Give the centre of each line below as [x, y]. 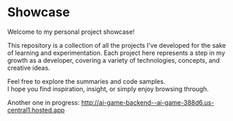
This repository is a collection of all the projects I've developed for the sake [116, 45]
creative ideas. [29, 68]
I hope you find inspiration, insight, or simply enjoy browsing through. [108, 89]
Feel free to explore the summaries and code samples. [86, 81]
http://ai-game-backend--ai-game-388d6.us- [148, 102]
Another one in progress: [43, 102]
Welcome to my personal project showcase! [71, 32]
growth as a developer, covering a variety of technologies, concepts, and [114, 60]
